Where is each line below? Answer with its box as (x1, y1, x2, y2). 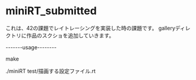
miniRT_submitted (5, 4, 97, 18)
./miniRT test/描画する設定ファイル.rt (5, 67, 96, 75)
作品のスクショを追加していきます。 (26, 31, 115, 39)
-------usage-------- (5, 43, 57, 51)
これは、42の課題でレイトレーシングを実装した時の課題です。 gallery (5, 24, 176, 31)
